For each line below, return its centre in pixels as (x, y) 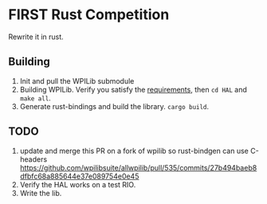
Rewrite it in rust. (36, 37)
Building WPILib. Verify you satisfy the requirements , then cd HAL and (133, 89)
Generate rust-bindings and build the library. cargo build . (114, 106)
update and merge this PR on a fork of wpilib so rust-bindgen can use (134, 151)
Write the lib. (41, 193)
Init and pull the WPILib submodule (77, 80)
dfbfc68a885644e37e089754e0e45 (79, 176)
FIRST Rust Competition (89, 15)
